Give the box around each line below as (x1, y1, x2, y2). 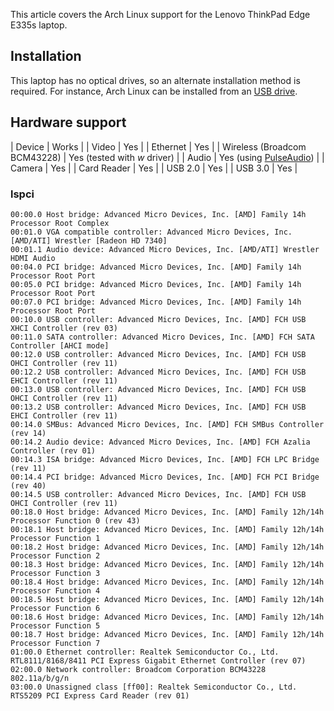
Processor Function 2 (10, 550, 101, 561)
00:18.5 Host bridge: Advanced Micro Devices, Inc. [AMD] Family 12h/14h (10, 594, 325, 604)
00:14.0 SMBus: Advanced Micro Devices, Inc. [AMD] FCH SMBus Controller (10, 419, 325, 429)
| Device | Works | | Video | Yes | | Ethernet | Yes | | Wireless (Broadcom (10, 140, 307, 153)
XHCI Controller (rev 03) (10, 323, 118, 333)
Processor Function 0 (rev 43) (10, 515, 141, 526)
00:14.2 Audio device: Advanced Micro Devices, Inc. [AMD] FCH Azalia (10, 437, 311, 447)
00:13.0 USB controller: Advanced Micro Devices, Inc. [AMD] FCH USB (10, 384, 307, 394)
